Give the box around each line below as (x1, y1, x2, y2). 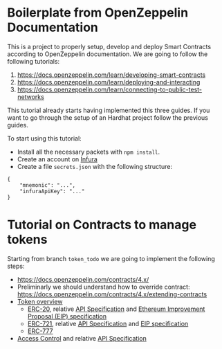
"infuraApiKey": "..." (19, 188, 85, 195)
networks (17, 92, 45, 101)
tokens (7, 232, 48, 247)
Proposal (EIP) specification (27, 312, 107, 320)
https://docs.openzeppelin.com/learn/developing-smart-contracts (17, 71, 206, 79)
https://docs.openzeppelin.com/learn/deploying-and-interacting (17, 78, 201, 86)
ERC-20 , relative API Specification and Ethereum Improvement (27, 305, 205, 313)
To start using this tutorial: (7, 134, 82, 143)
